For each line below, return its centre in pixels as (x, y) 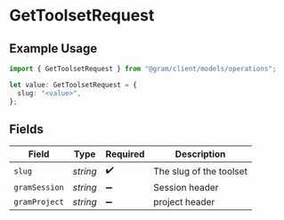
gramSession (39, 187)
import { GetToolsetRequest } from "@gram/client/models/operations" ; (143, 69)
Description (200, 154)
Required (125, 154)
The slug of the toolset (200, 171)
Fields (27, 129)
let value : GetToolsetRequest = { (73, 85)
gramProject (39, 202)
